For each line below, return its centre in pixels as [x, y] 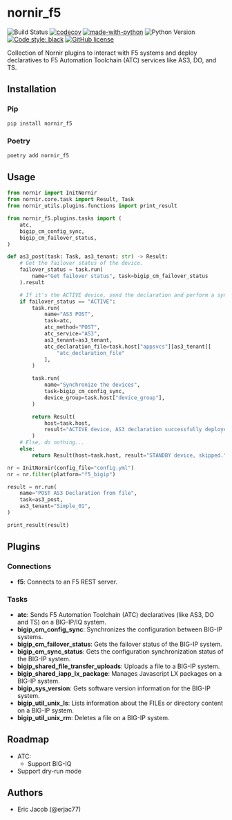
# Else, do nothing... [52, 443]
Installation [32, 89]
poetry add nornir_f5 [38, 155]
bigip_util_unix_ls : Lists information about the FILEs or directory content [120, 703]
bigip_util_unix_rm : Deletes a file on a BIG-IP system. [93, 717]
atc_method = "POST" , [72, 327]
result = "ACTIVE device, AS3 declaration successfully [123, 430]
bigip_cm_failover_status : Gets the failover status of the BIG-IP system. [119, 644]
